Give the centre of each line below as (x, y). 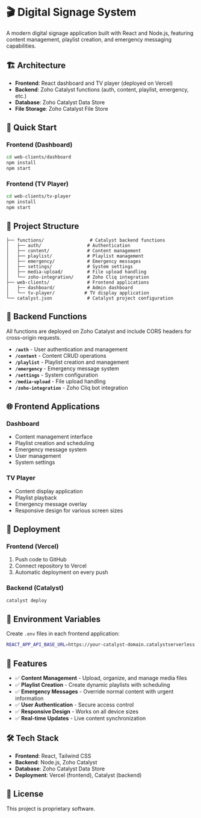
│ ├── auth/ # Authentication (68, 245)
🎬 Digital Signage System (71, 12)
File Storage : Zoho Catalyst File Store (61, 108)
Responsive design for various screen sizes (69, 510)
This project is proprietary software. (51, 808)
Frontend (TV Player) (38, 184)
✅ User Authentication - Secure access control (74, 704)
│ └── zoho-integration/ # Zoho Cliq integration (78, 277)
